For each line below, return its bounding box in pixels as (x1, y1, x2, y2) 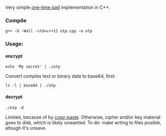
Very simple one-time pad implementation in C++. (5, 5, 111, 10)
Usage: (5, 40, 24, 47)
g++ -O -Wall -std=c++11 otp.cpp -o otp (5, 29, 93, 34)
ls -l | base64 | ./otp (5, 83, 56, 88)
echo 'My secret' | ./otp (5, 64, 60, 69)
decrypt (5, 94, 23, 100)
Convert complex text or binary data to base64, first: (5, 73, 116, 79)
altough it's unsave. (5, 125, 47, 131)
